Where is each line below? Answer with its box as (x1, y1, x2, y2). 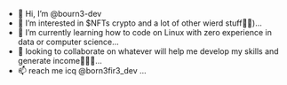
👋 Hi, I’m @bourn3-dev (17, 9, 102, 19)
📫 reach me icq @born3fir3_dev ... (17, 66, 147, 75)
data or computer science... (17, 36, 120, 47)
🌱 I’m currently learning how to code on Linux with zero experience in (17, 27, 273, 37)
